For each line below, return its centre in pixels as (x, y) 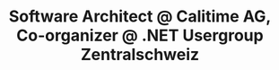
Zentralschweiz (140, 55)
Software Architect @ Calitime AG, (140, 17)
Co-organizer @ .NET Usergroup (140, 35)
